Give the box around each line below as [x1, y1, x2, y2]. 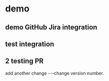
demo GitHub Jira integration [5, 23, 97, 31]
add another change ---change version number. [5, 70, 104, 76]
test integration [5, 39, 54, 48]
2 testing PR [5, 57, 44, 65]
